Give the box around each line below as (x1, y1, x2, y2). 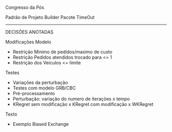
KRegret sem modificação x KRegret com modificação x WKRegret (12, 101, 154, 107)
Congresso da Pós (5, 5, 45, 10)
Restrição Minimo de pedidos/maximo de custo (12, 49, 113, 55)
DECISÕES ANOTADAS (5, 29, 54, 35)
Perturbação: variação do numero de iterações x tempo (12, 96, 130, 102)
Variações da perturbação (12, 79, 68, 85)
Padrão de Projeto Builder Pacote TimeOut (5, 14, 95, 20)
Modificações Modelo (5, 39, 52, 45)
